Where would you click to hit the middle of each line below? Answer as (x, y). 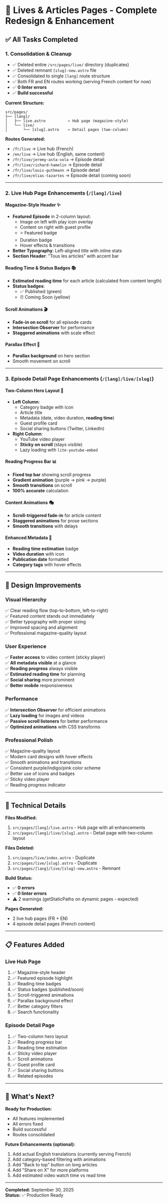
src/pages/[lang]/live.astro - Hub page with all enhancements (79, 827)
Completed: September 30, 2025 (39, 1189)
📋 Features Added (35, 945)
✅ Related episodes (33, 1076)
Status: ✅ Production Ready (34, 1195)
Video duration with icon (38, 554)
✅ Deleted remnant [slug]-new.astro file (54, 70)
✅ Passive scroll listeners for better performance (56, 721)
